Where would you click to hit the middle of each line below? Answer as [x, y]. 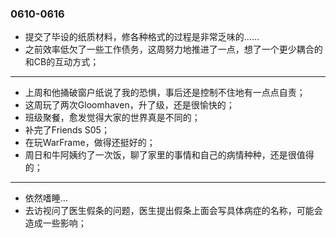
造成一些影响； [55, 223]
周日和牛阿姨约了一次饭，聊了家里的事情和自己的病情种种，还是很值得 [169, 155]
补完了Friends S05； [67, 130]
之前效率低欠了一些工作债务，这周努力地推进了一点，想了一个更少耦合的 [173, 49]
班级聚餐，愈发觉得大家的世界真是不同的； [112, 118]
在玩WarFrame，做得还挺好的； [90, 143]
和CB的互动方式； [62, 62]
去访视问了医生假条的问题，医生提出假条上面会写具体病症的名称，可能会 [173, 211]
